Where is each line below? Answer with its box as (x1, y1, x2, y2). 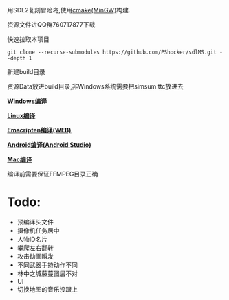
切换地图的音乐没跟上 (17, 285, 78, 293)
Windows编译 (7, 97, 47, 105)
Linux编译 (7, 112, 36, 119)
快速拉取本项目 (7, 35, 50, 43)
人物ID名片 (17, 235, 48, 243)
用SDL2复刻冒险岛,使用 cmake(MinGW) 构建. (7, 6, 131, 14)
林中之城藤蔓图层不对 (17, 269, 78, 277)
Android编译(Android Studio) (7, 141, 91, 149)
